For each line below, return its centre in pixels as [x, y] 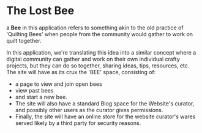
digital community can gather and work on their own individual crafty [93, 59]
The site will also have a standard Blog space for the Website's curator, [105, 103]
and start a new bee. [41, 97]
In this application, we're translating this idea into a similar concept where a [101, 52]
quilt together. [24, 40]
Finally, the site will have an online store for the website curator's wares [105, 116]
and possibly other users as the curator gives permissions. [89, 110]
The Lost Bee [40, 11]
